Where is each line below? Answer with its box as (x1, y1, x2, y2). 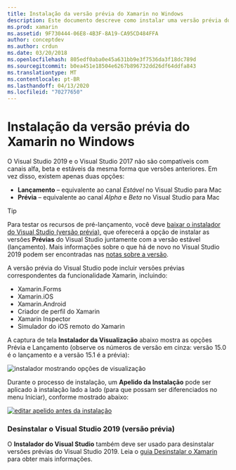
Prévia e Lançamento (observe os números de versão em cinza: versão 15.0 (7, 344, 227, 352)
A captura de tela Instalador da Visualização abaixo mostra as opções (7, 336, 212, 344)
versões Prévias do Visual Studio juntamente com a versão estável (7, 235, 201, 244)
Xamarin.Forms (17, 285, 62, 294)
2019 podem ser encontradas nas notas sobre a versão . (7, 250, 169, 259)
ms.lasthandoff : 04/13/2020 (7, 82, 90, 89)
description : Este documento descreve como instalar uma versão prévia (7, 17, 221, 24)
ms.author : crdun (7, 43, 58, 50)
